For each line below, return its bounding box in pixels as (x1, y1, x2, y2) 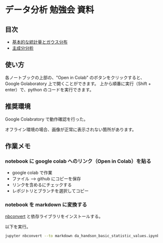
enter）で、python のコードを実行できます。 (5, 87, 94, 92)
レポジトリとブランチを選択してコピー (12, 188, 89, 194)
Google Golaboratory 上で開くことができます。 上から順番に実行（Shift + (5, 81, 151, 87)
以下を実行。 (5, 224, 31, 229)
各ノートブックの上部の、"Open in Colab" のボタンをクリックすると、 (5, 74, 145, 80)
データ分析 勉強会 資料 (5, 4, 95, 16)
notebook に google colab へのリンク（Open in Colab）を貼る (5, 157, 151, 164)
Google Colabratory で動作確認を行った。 (5, 116, 88, 122)
